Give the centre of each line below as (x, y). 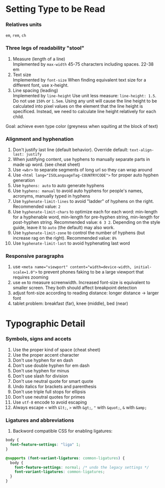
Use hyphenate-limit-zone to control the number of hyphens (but (79, 233)
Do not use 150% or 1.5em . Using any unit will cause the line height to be (85, 101)
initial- (143, 267)
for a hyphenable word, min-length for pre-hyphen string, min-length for (86, 217)
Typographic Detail (46, 323)
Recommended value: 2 (36, 206)
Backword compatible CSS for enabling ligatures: (63, 431)
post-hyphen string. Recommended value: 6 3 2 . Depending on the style (86, 222)
